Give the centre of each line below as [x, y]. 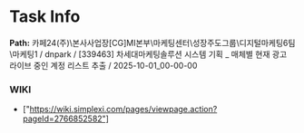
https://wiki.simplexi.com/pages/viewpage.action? [123, 109]
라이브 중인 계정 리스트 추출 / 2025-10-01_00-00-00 [103, 65]
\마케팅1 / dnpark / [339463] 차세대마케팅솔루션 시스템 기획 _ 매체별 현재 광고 [148, 54]
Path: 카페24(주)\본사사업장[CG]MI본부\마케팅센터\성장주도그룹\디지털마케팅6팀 [152, 43]
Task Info [45, 17]
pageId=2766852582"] [65, 119]
